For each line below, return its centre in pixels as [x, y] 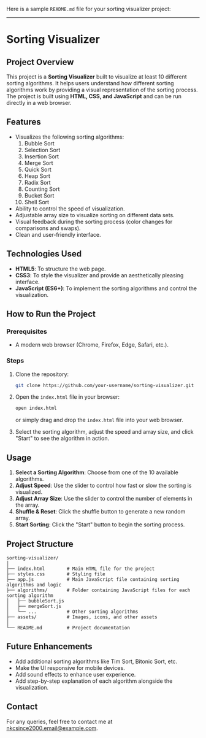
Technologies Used [44, 254]
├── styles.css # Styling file [56, 574]
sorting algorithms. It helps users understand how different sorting [90, 83]
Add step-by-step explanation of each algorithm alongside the [94, 681]
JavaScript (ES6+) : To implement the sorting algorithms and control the [106, 288]
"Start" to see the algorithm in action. [62, 439]
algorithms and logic [34, 585]
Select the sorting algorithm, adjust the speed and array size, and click [105, 432]
